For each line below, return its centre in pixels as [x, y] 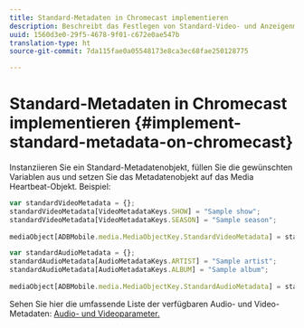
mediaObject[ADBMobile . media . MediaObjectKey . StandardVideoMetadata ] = [145, 237]
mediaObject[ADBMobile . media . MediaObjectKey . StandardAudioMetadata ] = [145, 286]
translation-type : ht [50, 43]
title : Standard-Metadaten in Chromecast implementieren [119, 18]
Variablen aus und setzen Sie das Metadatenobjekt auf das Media [132, 177]
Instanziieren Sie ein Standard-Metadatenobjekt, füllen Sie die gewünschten [151, 167]
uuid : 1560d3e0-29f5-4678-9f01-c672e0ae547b [95, 34]
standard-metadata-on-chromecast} [152, 142]
